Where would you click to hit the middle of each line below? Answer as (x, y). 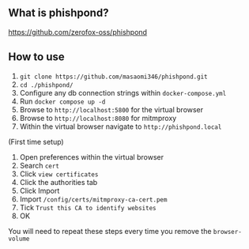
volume (19, 239)
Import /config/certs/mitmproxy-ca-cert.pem (93, 199)
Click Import (40, 191)
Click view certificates (59, 174)
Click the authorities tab (58, 182)
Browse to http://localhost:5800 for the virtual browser (111, 109)
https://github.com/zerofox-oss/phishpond (78, 32)
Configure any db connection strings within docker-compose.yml (123, 92)
